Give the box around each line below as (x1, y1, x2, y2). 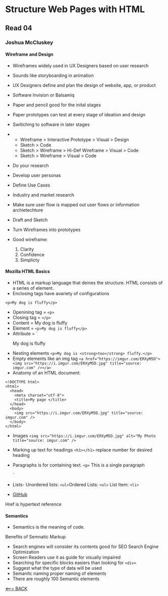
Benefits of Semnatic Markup (5, 534, 66, 540)
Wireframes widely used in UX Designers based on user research (12, 62, 149, 69)
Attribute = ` (12, 330, 38, 337)
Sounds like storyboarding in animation (12, 72, 94, 78)
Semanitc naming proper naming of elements (12, 570, 106, 577)
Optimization (12, 549, 39, 555)
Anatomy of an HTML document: (12, 370, 81, 376)
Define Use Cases (12, 182, 50, 188)
